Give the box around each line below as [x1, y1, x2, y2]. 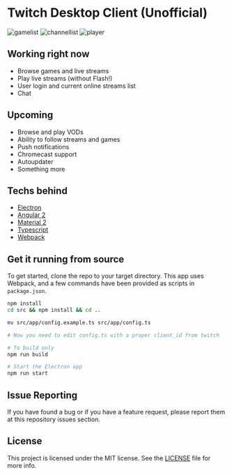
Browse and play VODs [17, 128, 84, 136]
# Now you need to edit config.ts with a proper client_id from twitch [7, 331, 219, 339]
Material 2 [17, 218, 47, 227]
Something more [17, 165, 65, 173]
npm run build [7, 351, 49, 358]
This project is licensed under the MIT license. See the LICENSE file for [7, 453, 211, 462]
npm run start [7, 370, 49, 377]
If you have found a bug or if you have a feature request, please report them [7, 408, 226, 416]
